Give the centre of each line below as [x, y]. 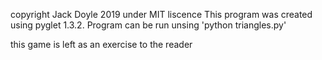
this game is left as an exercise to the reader [101, 44]
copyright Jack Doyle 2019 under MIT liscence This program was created [161, 14]
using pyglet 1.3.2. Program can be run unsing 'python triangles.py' [148, 25]
